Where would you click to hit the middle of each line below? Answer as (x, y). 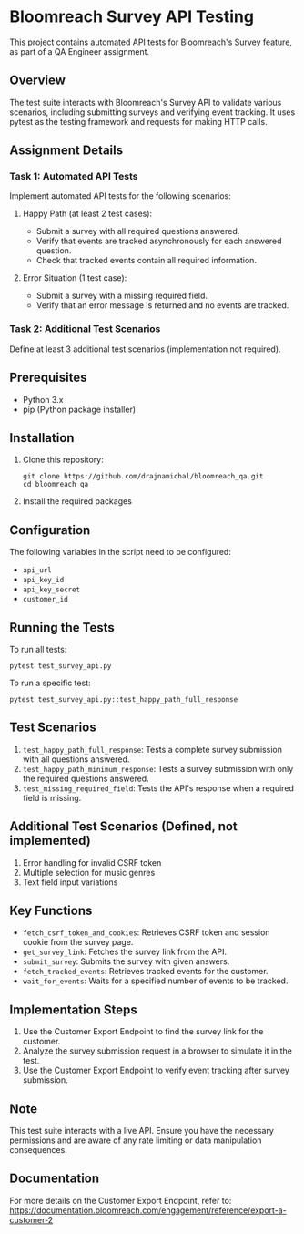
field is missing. (52, 797)
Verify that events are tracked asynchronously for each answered (159, 241)
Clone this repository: (63, 460)
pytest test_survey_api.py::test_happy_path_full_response (124, 699)
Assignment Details (66, 151)
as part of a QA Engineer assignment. (80, 51)
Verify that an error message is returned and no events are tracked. (162, 305)
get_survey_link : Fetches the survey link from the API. (125, 952)
